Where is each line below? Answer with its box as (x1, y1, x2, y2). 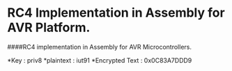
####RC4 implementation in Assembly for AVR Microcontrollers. (7, 42, 192, 51)
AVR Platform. (7, 19, 91, 35)
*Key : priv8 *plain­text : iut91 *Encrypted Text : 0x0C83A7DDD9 (7, 56, 192, 64)
